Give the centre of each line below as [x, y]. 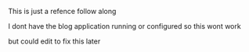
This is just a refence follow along [62, 11]
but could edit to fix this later [54, 41]
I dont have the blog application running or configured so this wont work [125, 26]
